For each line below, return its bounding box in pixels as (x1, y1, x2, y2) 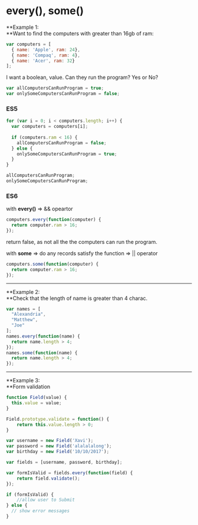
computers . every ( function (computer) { (6, 217, 101, 223)
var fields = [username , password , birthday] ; (6, 460, 123, 465)
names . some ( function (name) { (6, 349, 78, 356)
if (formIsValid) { (6, 491, 54, 497)
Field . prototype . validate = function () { (6, 416, 110, 422)
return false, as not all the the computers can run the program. (6, 238, 158, 245)
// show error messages (11, 508, 70, 514)
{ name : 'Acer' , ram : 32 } (11, 58, 75, 64)
